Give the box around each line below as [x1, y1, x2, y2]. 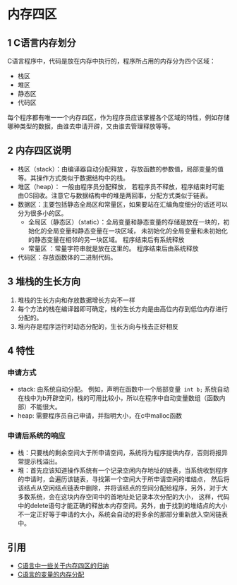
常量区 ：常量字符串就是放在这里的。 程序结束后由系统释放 [28, 244, 199, 253]
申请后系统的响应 [7, 431, 66, 441]
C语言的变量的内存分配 [17, 570, 85, 579]
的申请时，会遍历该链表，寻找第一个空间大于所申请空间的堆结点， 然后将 [17, 474, 230, 483]
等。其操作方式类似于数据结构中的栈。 [17, 174, 129, 182]
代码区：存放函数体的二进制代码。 [17, 253, 117, 261]
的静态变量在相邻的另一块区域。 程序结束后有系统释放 [28, 235, 185, 243]
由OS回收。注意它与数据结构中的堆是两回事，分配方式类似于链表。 [17, 191, 212, 200]
